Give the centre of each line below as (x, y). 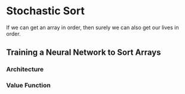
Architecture (25, 70)
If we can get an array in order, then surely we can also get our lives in (92, 27)
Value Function (28, 86)
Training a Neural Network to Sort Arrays (84, 53)
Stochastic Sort (45, 11)
